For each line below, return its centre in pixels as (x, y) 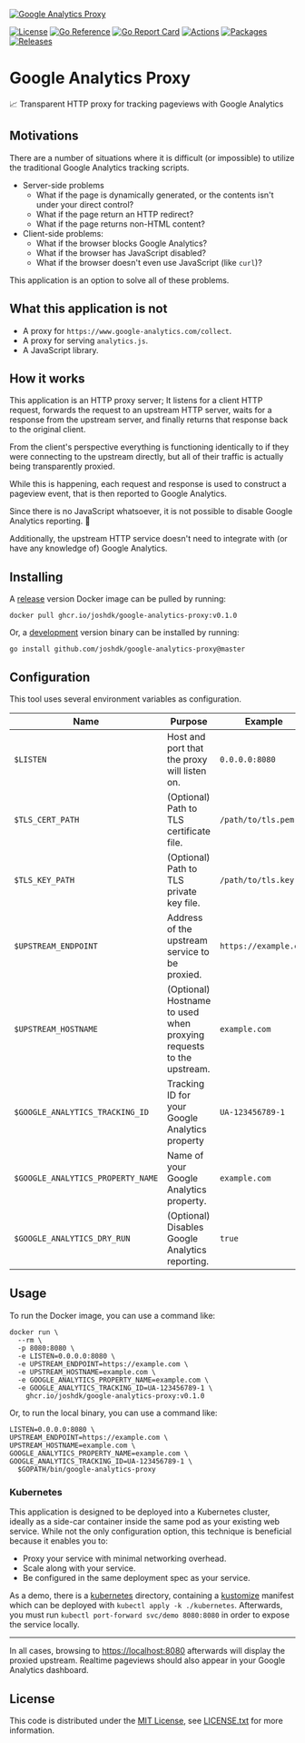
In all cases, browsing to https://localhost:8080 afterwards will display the (148, 1651)
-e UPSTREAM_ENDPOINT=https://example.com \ (103, 1364)
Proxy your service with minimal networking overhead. (124, 1559)
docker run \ (34, 1332)
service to (188, 952)
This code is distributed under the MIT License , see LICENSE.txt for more (146, 1720)
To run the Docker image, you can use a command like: (113, 1315)
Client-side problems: (63, 233)
